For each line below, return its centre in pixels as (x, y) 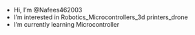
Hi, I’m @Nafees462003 (48, 10)
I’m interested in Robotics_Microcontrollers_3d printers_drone (101, 17)
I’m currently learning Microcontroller (66, 24)
